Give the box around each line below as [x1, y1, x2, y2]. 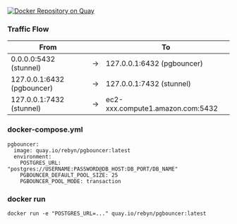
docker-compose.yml [7, 125, 83, 135]
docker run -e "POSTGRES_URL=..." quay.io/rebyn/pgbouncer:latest [7, 210, 207, 217]
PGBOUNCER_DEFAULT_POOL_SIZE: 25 [20, 171, 119, 179]
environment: [13, 153, 52, 160]
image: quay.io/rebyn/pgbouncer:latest [13, 147, 131, 154]
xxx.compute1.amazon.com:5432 [105, 104, 219, 113]
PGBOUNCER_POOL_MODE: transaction [20, 178, 121, 185]
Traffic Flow [7, 24, 49, 34]
